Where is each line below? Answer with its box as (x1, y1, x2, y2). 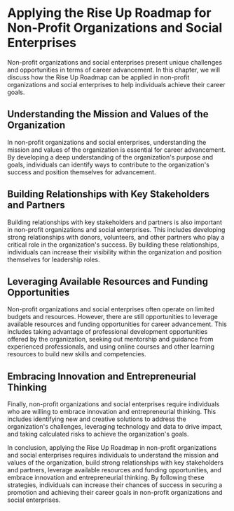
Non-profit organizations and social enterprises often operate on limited (7, 305, 215, 313)
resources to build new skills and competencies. (7, 350, 146, 358)
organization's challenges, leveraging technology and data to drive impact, (7, 422, 223, 431)
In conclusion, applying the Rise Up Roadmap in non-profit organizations (7, 444, 217, 452)
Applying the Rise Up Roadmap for (7, 5, 212, 21)
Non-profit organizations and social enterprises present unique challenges (7, 58, 223, 66)
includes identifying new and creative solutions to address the (7, 415, 187, 423)
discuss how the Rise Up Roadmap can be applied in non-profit (7, 72, 190, 82)
